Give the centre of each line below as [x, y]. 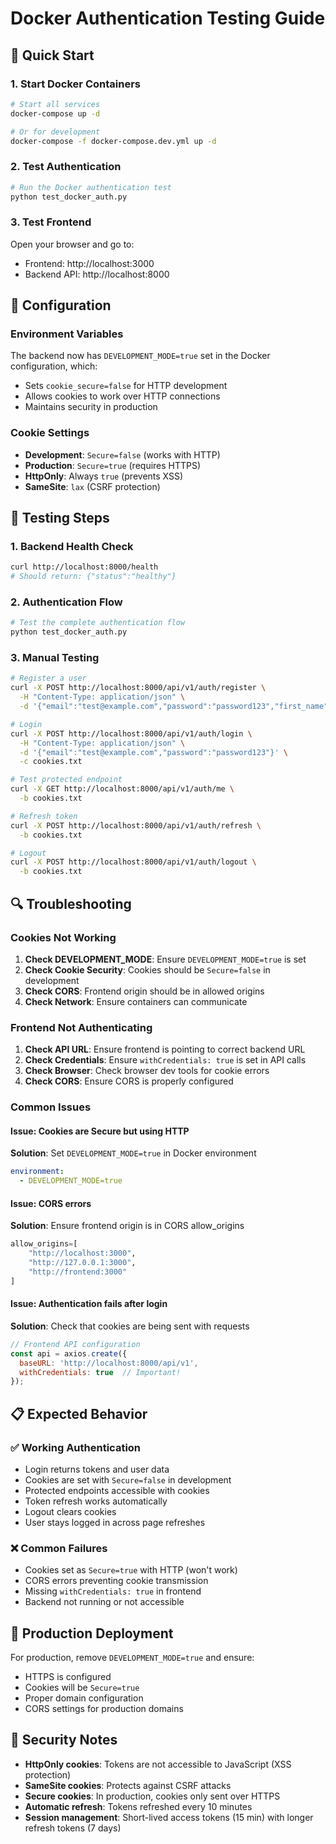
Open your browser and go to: [72, 244]
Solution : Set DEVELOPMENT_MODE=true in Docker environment [133, 1153]
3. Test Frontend [51, 222]
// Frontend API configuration [75, 1344]
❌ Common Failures [59, 1548]
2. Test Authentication [66, 167]
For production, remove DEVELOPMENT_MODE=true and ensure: [132, 1658]
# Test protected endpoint [66, 780]
